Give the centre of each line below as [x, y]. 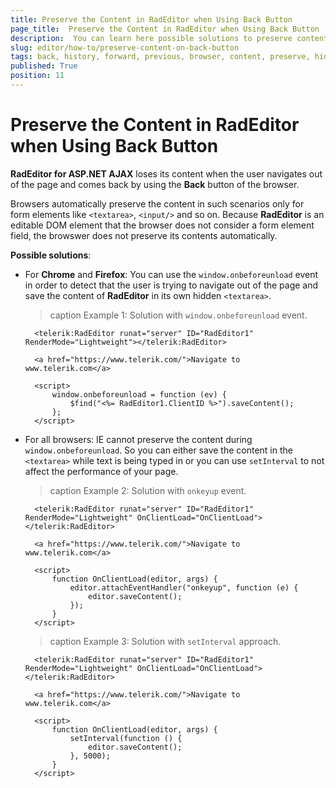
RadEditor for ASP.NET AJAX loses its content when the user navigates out [166, 173]
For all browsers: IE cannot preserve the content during [138, 439]
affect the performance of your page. [101, 471]
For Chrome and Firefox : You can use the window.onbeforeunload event [171, 274]
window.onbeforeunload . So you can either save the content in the [158, 450]
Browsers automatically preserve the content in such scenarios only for [157, 203]
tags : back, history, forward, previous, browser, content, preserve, [160, 57]
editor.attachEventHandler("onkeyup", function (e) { [184, 587]
